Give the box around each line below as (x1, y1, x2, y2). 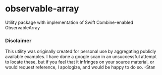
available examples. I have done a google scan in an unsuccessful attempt (5, 54, 157, 60)
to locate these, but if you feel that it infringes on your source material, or (5, 59, 155, 65)
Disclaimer (5, 37, 32, 44)
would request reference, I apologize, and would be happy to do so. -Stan (5, 64, 156, 70)
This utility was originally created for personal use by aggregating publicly (5, 48, 157, 55)
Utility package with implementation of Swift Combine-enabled (5, 19, 134, 25)
